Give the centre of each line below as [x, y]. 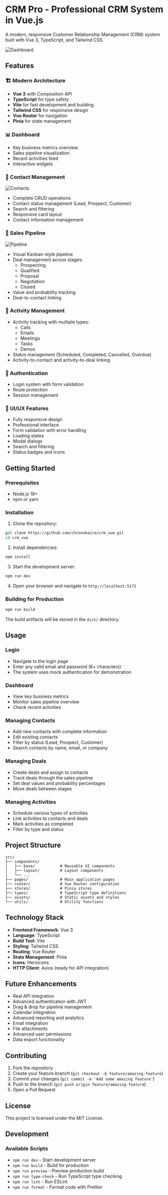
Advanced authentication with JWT [50, 1002]
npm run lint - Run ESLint [40, 1181]
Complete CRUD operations [42, 198]
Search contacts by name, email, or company [60, 748]
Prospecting [33, 265]
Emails [27, 333]
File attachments [30, 1029]
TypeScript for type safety [41, 99]
